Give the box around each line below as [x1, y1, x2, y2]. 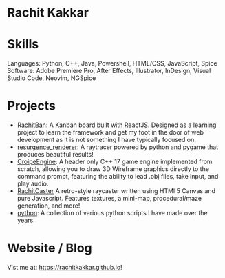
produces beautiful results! [17, 150, 94, 159]
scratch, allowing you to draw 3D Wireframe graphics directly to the [17, 165, 210, 173]
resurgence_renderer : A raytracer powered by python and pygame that [17, 143, 219, 151]
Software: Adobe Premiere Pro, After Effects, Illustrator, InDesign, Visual [7, 67, 211, 75]
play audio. [17, 179, 49, 188]
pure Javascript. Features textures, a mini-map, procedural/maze [17, 195, 202, 203]
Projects [7, 98, 56, 114]
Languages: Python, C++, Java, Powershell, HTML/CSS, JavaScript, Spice [7, 59, 218, 68]
